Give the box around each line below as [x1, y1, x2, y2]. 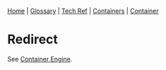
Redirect [7, 32, 59, 47]
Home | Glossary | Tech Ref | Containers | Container [7, 7, 159, 15]
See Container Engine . [7, 54, 73, 63]
